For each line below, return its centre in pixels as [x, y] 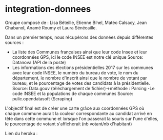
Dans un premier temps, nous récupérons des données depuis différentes [79, 37]
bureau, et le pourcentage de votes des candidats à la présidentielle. [81, 83]
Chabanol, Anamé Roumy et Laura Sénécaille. [51, 27]
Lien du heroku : [21, 133]
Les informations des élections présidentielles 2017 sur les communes [83, 68]
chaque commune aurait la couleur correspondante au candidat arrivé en [79, 113]
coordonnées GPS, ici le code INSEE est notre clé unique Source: [78, 57]
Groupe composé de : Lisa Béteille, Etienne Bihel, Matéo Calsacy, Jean [76, 23]
